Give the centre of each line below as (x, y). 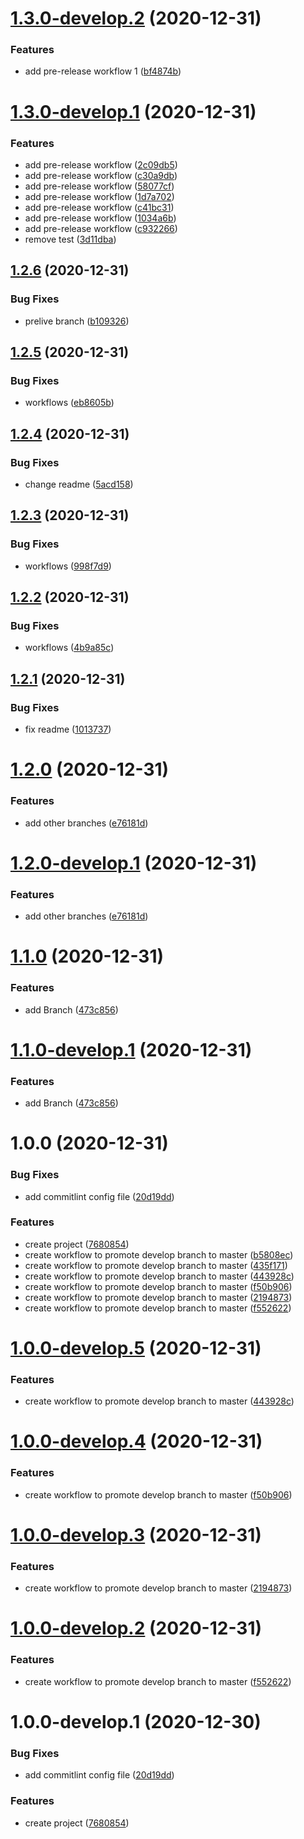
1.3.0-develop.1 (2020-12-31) (133, 111)
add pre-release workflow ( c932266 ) (101, 228)
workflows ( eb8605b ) (69, 403)
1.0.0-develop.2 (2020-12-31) (136, 1628)
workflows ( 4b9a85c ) (69, 648)
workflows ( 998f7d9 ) (68, 566)
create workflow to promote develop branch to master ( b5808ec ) (159, 1254)
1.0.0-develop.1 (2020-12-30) (136, 1721)
